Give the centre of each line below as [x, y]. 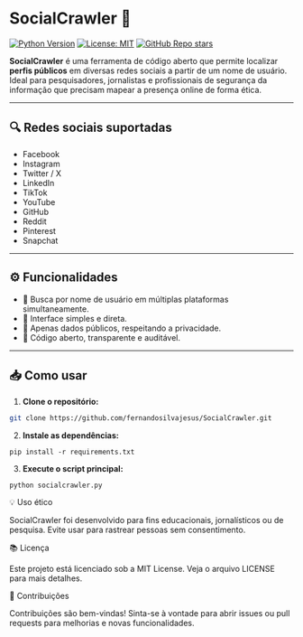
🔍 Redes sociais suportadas [91, 128]
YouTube [39, 201]
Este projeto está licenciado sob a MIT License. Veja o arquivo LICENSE [142, 569]
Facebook [41, 154]
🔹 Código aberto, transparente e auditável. [101, 337]
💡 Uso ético [31, 502]
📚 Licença [29, 548]
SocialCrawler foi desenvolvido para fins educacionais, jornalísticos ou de [147, 520]
